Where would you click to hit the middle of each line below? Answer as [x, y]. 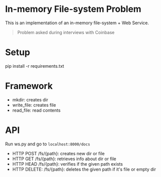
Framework [29, 86]
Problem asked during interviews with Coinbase [66, 32]
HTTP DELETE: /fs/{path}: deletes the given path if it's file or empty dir [84, 169]
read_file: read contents [36, 110]
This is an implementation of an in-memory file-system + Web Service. [77, 23]
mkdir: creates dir [30, 99]
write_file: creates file [34, 105]
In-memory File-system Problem [73, 9]
